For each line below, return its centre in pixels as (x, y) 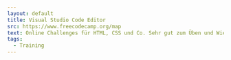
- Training (29, 46)
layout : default (30, 13)
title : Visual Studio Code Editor (57, 20)
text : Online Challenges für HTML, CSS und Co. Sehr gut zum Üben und (110, 33)
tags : (15, 39)
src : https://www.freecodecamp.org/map (64, 26)
